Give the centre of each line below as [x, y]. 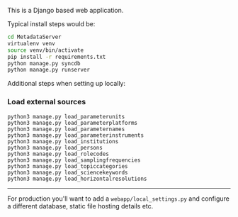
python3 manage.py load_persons [55, 148]
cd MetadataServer [34, 37]
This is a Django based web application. [66, 10]
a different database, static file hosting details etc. [80, 206]
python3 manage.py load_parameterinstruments [75, 135]
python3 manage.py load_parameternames [66, 129]
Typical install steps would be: [51, 24]
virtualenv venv [31, 43]
